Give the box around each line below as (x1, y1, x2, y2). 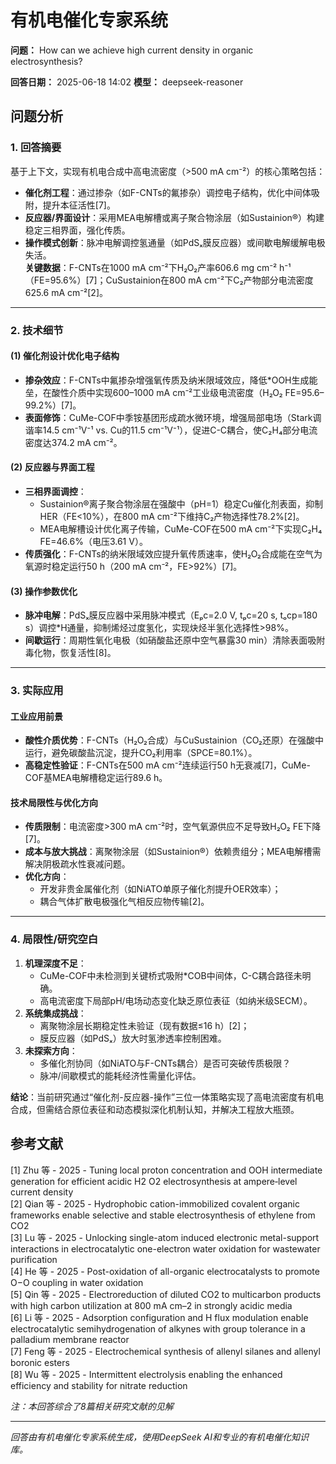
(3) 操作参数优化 (10, 585, 78, 597)
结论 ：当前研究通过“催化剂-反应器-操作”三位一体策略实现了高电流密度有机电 (10, 1091, 325, 1103)
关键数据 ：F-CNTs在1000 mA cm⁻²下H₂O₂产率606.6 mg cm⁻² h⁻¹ (24, 261, 292, 273)
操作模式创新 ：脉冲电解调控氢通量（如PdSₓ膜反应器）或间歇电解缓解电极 (24, 236, 326, 248)
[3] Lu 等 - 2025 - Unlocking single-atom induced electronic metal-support (10, 1231, 320, 1243)
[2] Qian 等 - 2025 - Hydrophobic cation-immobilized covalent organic (10, 1197, 300, 1210)
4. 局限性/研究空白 (10, 932, 99, 946)
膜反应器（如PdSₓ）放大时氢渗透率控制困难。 (39, 1032, 227, 1044)
